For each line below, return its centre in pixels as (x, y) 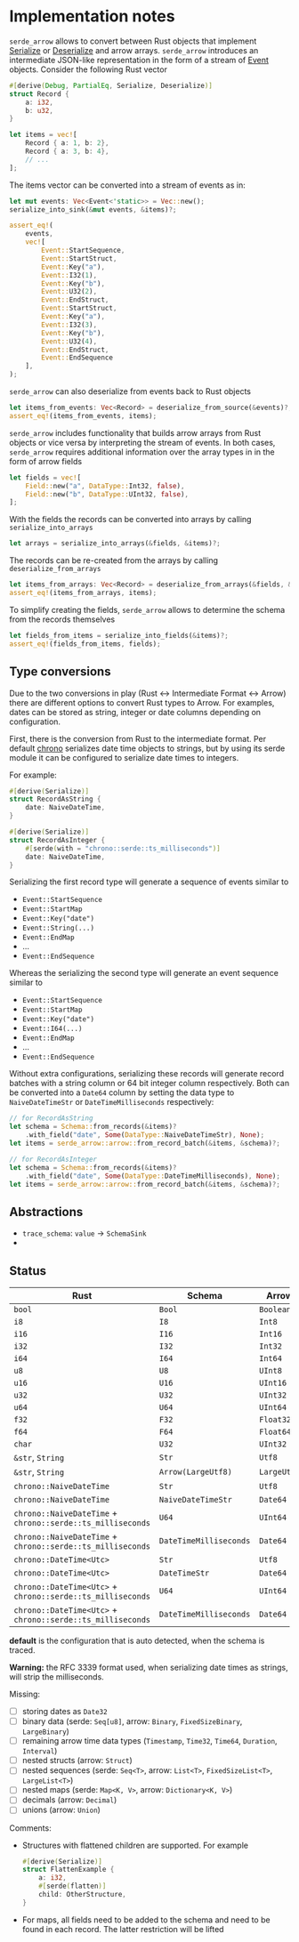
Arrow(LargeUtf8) (196, 1472)
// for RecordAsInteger (53, 1159)
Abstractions (46, 1212)
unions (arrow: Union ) (61, 1810)
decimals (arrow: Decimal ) (69, 1800)
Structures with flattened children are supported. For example (135, 1845)
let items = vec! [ (43, 135)
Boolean (275, 1309)
